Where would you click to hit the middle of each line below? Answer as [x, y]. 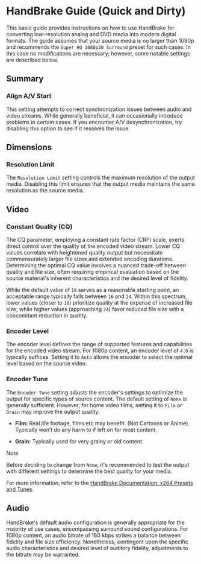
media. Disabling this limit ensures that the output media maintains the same [101, 184]
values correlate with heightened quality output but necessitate [85, 252]
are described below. [32, 60]
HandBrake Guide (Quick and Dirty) [96, 11]
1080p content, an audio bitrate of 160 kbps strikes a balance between [94, 536]
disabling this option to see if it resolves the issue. [68, 128]
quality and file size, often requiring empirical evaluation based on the [93, 272]
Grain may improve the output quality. [53, 411]
